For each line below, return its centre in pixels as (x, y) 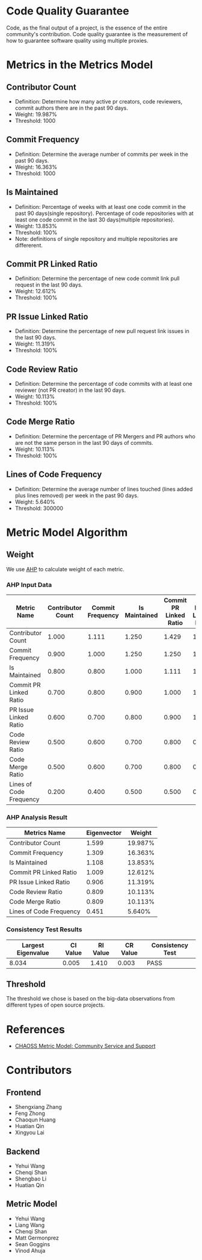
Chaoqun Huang (35, 1120)
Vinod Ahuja (30, 1250)
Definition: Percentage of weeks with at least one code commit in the (100, 206)
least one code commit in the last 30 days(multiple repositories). (95, 219)
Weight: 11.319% (35, 344)
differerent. (29, 245)
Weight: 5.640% (35, 501)
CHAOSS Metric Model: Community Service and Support (85, 1046)
